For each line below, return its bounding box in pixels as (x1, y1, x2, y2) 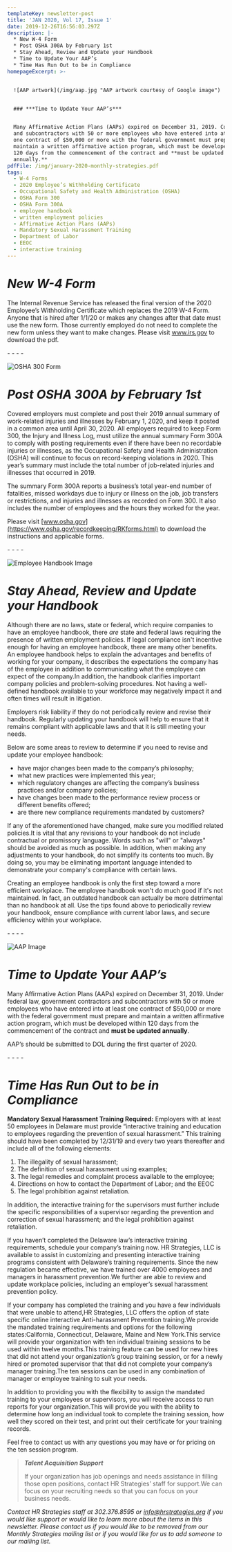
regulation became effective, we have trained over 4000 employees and (7, 1265, 213, 1274)
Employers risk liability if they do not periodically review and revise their (7, 707, 212, 716)
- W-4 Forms (13, 175, 48, 182)
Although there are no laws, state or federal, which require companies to (7, 620, 213, 629)
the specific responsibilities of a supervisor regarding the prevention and (7, 1208, 214, 1216)
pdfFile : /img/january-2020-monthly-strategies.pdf (7, 162, 159, 170)
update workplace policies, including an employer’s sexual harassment (7, 1280, 209, 1288)
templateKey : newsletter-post (7, 10, 95, 17)
